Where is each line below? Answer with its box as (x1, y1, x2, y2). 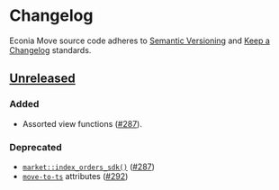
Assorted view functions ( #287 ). (22, 118, 142, 129)
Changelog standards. (9, 44, 92, 55)
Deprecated (9, 140, 63, 153)
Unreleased (9, 71, 76, 86)
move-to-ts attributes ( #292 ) (22, 170, 129, 181)
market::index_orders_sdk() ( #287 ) (22, 161, 156, 172)
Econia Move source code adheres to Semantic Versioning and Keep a (9, 35, 270, 46)
